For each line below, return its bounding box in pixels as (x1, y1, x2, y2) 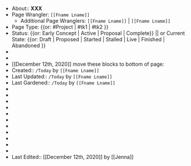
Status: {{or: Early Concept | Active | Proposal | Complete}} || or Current (11, 30, 185, 37)
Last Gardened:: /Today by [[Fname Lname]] (11, 79, 116, 86)
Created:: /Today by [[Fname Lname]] (11, 67, 99, 73)
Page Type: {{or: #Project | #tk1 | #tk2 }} (11, 23, 109, 30)
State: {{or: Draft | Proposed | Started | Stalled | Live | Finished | (11, 36, 165, 43)
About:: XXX (11, 5, 43, 12)
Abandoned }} (11, 42, 46, 49)
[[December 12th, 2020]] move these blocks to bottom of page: (11, 61, 165, 68)
